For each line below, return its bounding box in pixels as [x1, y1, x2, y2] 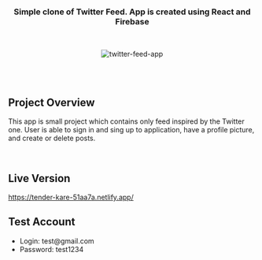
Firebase [115, 16, 149, 27]
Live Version [8, 172, 71, 185]
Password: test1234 [19, 244, 84, 254]
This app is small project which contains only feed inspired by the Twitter [8, 117, 245, 126]
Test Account [8, 215, 76, 228]
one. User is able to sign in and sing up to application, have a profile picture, [8, 125, 255, 135]
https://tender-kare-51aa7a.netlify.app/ [8, 192, 134, 202]
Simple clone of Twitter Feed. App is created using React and [13, 6, 251, 17]
